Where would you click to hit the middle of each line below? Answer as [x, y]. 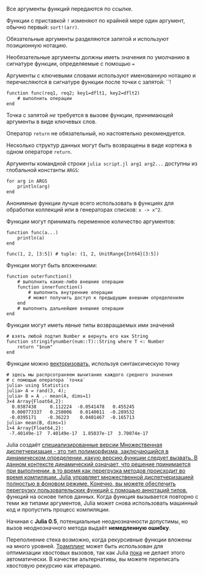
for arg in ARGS [27, 181]
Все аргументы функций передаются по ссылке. [69, 9]
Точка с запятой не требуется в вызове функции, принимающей [90, 115]
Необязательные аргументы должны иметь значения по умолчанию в [98, 57]
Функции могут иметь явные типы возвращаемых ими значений [90, 325]
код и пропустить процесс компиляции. [58, 509]
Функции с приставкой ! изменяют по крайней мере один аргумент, [96, 20]
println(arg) [34, 187]
